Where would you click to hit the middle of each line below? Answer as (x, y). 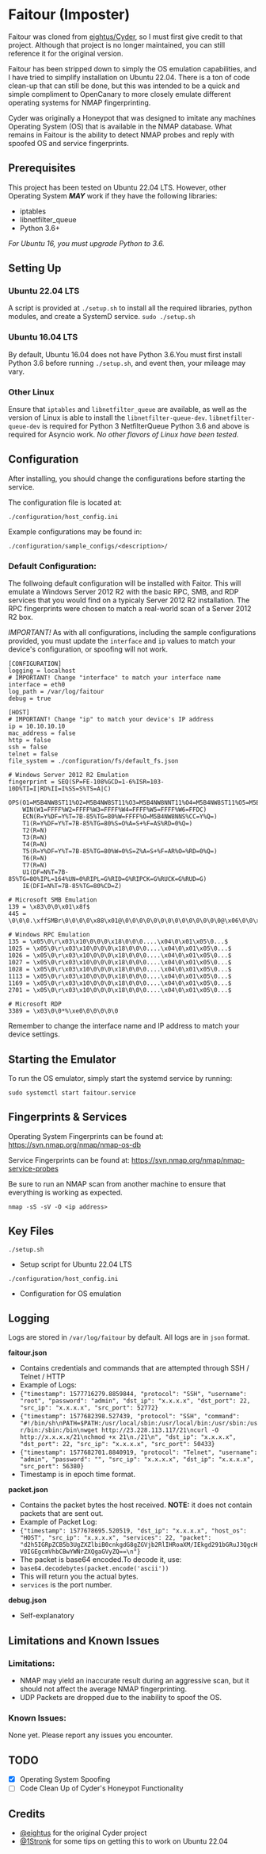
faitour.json (28, 1353)
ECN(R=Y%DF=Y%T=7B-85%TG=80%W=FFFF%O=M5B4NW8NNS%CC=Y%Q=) (120, 817)
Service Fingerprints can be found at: (69, 1160)
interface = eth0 (37, 685)
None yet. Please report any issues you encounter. (91, 1735)
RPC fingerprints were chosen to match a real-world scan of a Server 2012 (130, 609)
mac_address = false (42, 733)
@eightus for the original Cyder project (83, 1833)
